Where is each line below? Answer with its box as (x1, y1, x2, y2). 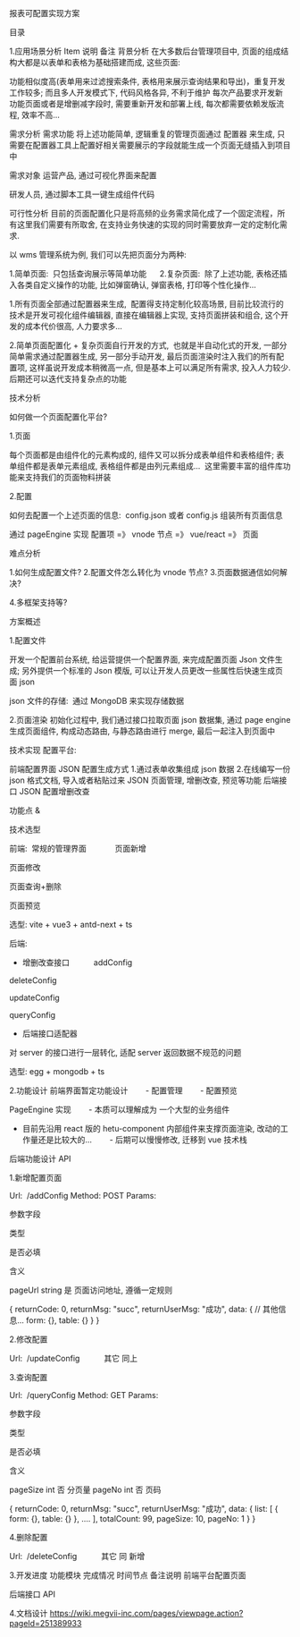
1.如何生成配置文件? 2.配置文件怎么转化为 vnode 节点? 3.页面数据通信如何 (9, 567, 279, 577)
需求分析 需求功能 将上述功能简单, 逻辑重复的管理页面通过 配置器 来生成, (9, 129, 275, 139)
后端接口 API (9, 1589, 56, 1599)
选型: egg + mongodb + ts (9, 1066, 105, 1076)
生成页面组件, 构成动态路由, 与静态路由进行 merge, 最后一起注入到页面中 (9, 725, 276, 736)
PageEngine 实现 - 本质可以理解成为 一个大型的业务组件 (9, 1104, 230, 1115)
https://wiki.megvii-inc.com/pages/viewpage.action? (49, 1608, 244, 1618)
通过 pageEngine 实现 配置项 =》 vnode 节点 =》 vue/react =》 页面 (9, 529, 259, 539)
